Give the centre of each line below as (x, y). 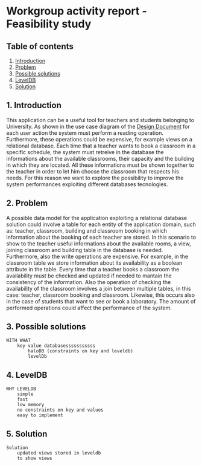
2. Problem (27, 203)
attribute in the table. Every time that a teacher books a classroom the (93, 269)
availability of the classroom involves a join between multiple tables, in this (99, 288)
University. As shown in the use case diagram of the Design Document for (98, 126)
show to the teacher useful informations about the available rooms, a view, (99, 244)
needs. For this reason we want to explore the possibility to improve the (95, 178)
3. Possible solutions (46, 327)
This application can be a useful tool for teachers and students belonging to (100, 120)
